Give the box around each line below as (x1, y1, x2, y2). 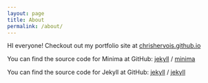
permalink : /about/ (7, 23, 63, 29)
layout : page (7, 10, 45, 17)
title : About (7, 16, 45, 23)
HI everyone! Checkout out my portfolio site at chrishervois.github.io (7, 42, 201, 50)
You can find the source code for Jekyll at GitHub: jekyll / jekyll (7, 68, 186, 76)
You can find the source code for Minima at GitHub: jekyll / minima (7, 55, 196, 63)
